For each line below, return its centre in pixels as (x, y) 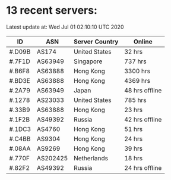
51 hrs (134, 129)
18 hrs (134, 158)
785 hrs (135, 100)
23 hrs (134, 110)
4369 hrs (137, 80)
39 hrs (134, 148)
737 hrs (135, 61)
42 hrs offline (143, 119)
